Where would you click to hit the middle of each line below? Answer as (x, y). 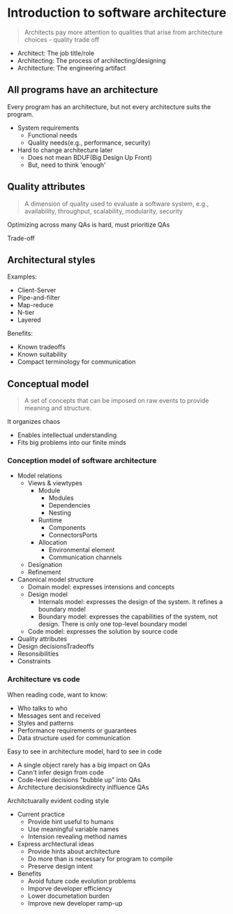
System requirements (48, 128)
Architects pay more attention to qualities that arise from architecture (123, 32)
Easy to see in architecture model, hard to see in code (85, 751)
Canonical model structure (55, 580)
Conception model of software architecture (82, 461)
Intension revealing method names (77, 836)
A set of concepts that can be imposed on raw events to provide (116, 401)
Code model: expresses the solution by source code (103, 632)
